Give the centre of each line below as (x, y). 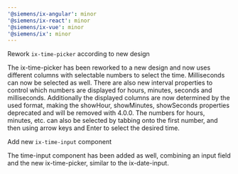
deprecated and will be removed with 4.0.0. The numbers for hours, (106, 113)
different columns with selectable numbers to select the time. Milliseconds (116, 75)
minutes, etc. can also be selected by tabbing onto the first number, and (113, 121)
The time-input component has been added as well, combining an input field (119, 156)
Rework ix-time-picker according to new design (79, 54)
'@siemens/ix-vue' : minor (45, 27)
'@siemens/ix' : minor (39, 34)
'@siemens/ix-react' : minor (49, 21)
